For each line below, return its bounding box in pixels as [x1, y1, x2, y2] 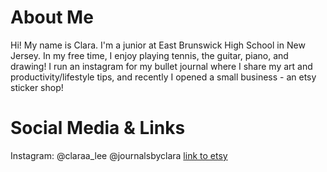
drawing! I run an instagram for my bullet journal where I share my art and [10, 60, 313, 72]
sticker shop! [10, 81, 64, 93]
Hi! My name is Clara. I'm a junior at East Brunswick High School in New [10, 39, 306, 51]
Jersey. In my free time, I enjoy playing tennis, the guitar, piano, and [10, 49, 289, 61]
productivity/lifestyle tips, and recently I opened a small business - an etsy [10, 71, 317, 83]
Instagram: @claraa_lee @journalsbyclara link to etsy [10, 149, 228, 161]
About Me [10, 6, 94, 29]
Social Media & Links [10, 117, 186, 140]
